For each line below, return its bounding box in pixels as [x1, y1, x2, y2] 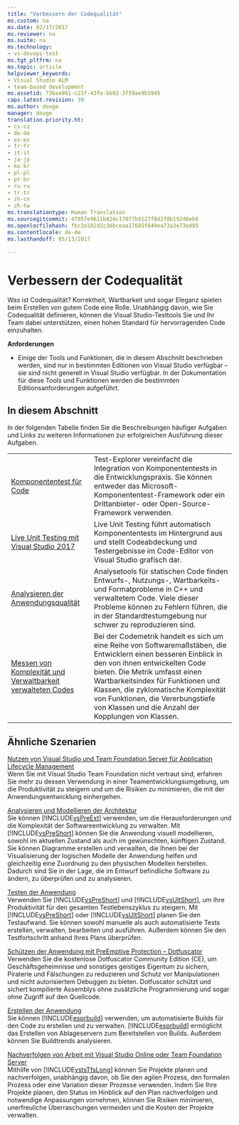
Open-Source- [159, 499, 211, 509]
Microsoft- [141, 481, 179, 491]
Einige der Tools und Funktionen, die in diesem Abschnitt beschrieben [17, 354, 223, 362]
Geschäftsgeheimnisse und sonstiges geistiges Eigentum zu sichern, [7, 962, 210, 971]
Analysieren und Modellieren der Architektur [7, 806, 137, 815]
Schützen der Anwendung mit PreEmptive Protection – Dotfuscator [7, 947, 203, 956]
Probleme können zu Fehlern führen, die [93, 602, 228, 612]
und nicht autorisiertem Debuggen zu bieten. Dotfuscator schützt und [7, 977, 211, 986]
